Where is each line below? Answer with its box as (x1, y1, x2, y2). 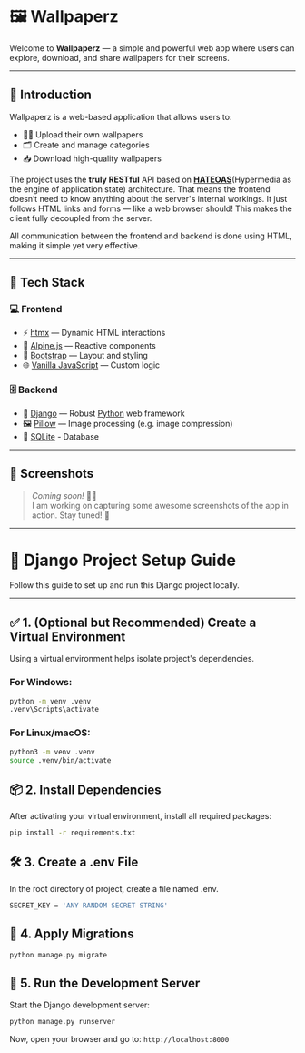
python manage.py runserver (9, 1018, 116, 1027)
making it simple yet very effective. (9, 239, 141, 250)
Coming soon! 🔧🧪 (31, 490, 97, 501)
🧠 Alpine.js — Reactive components (22, 340, 156, 351)
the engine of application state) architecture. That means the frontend (9, 183, 271, 195)
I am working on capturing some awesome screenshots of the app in (31, 500, 289, 511)
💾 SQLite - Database (22, 430, 100, 441)
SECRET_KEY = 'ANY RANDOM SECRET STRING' (9, 901, 169, 910)
